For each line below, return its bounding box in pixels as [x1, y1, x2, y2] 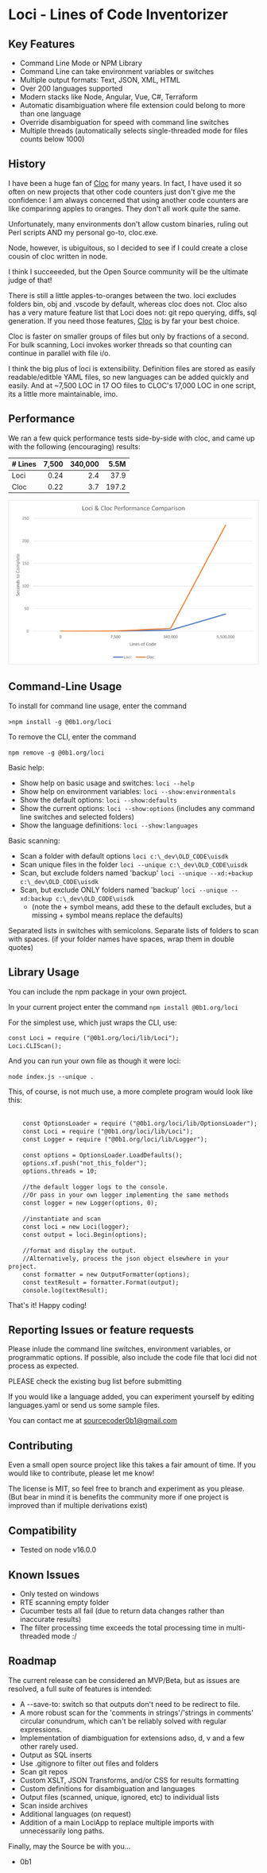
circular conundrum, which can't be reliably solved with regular [19, 1716, 226, 1726]
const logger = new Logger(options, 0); [22, 1199, 158, 1207]
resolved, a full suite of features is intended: [8, 1684, 153, 1693]
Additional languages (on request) [19, 1809, 131, 1818]
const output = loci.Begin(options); [22, 1231, 148, 1239]
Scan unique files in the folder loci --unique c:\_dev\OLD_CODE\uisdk [19, 859, 249, 869]
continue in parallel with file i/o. [8, 348, 111, 358]
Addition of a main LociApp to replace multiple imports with [19, 1817, 215, 1827]
